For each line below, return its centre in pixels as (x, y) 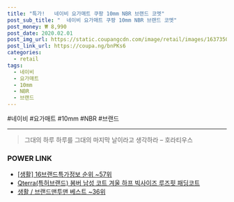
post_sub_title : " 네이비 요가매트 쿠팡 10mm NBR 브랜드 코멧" (92, 20)
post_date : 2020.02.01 (40, 33)
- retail (26, 59)
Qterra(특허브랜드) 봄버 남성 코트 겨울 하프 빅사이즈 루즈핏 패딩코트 (109, 183)
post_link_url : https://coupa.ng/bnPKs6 (67, 46)
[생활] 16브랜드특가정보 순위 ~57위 (65, 174)
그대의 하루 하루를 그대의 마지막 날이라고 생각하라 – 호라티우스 (109, 140)
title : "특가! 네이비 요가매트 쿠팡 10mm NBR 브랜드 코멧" (86, 14)
